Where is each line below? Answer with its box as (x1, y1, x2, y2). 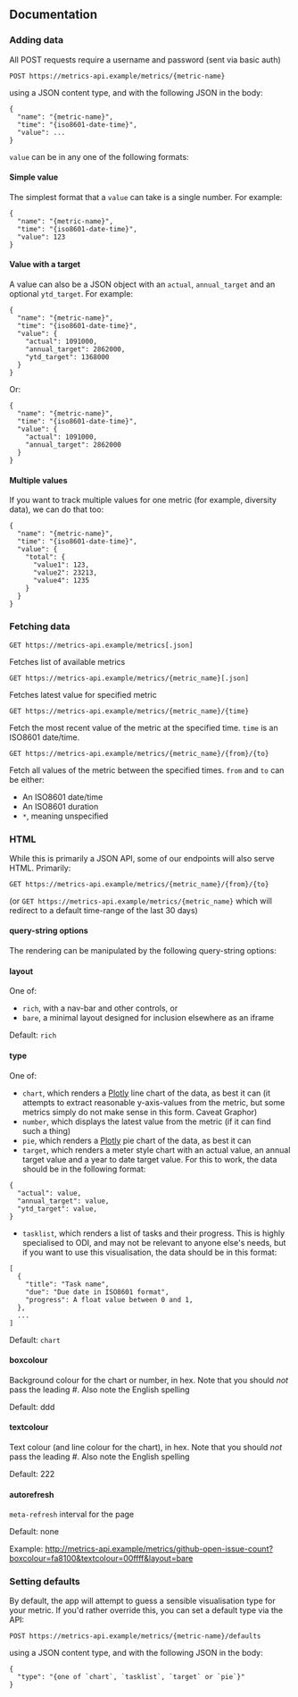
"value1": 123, (32, 560, 90, 570)
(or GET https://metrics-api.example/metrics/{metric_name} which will (9, 895, 272, 906)
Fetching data (9, 620, 70, 633)
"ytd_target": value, (17, 1204, 98, 1214)
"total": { (25, 553, 66, 562)
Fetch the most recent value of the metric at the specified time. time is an (9, 722, 278, 733)
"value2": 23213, (32, 568, 98, 577)
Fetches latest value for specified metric (9, 689, 158, 700)
